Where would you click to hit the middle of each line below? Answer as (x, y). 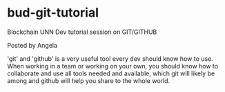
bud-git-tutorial (53, 13)
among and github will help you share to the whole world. (89, 80)
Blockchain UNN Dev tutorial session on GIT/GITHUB (82, 32)
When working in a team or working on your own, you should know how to (113, 66)
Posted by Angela (32, 45)
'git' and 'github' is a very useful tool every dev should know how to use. (110, 58)
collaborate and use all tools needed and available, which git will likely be (111, 73)
